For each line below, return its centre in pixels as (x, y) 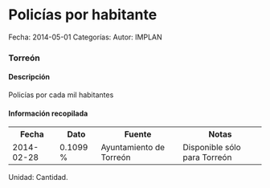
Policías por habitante (83, 15)
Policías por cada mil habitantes (61, 95)
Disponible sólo (212, 148)
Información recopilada (48, 113)
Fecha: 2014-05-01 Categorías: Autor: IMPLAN (85, 37)
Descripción (29, 77)
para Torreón (207, 157)
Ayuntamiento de (133, 148)
